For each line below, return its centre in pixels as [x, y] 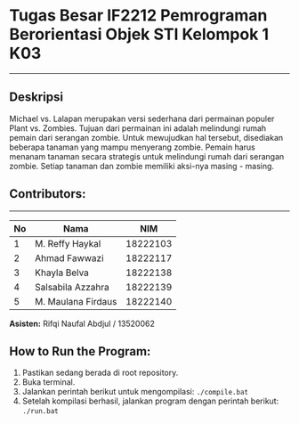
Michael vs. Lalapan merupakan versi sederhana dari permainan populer [142, 118]
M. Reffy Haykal [68, 243]
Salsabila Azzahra [72, 287]
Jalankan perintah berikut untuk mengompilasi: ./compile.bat [135, 392]
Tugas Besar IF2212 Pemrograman [138, 16]
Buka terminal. [48, 382]
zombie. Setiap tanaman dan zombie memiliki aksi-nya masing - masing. [141, 166]
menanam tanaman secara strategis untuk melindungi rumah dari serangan [147, 156]
